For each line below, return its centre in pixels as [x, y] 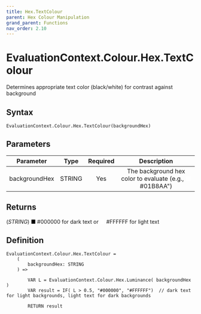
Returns [22, 207]
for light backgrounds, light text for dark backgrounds [79, 296]
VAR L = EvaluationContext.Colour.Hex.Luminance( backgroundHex [109, 280]
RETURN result [45, 306]
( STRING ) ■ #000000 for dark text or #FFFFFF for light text [83, 221]
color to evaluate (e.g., [153, 178]
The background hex [156, 171]
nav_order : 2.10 [26, 28]
